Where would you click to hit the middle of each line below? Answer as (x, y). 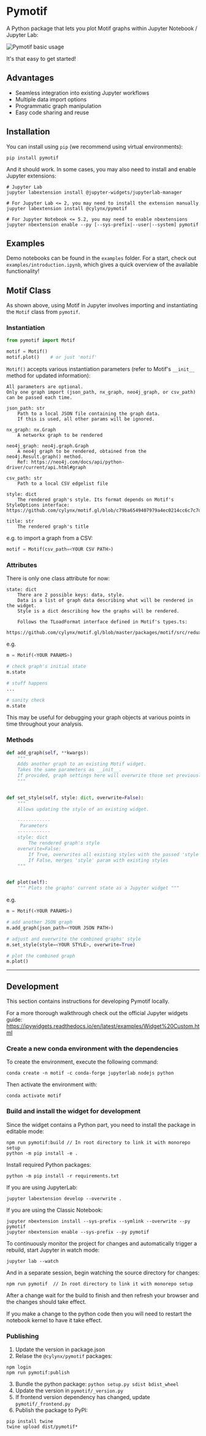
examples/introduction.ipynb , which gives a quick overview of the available (102, 265)
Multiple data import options (51, 99)
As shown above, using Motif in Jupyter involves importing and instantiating (102, 305)
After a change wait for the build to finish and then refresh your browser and (103, 1295)
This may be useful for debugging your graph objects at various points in (98, 718)
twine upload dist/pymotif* (42, 1427)
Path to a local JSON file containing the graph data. (89, 414)
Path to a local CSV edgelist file (63, 484)
